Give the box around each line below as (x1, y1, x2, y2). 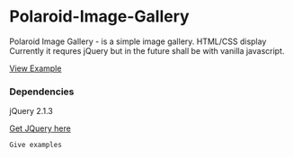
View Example (9, 63, 62, 74)
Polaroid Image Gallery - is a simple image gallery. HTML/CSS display (9, 36, 267, 47)
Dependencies (9, 85, 75, 98)
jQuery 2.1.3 (9, 106, 54, 117)
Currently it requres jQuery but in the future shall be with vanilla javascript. (9, 45, 285, 56)
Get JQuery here (9, 123, 72, 134)
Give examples (9, 141, 63, 150)
